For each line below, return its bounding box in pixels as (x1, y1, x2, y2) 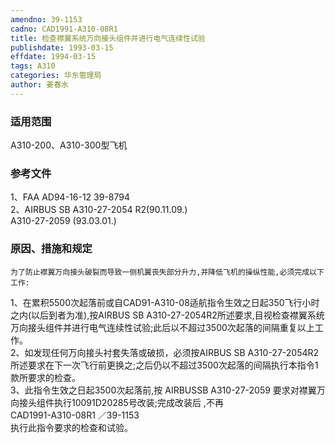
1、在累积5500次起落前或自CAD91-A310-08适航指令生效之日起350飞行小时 (10, 296, 320, 308)
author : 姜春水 (10, 80, 69, 90)
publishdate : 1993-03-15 (10, 42, 114, 53)
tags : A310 (10, 61, 56, 71)
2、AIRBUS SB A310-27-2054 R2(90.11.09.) (10, 204, 188, 216)
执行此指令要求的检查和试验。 (10, 421, 133, 433)
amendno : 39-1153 (10, 14, 83, 25)
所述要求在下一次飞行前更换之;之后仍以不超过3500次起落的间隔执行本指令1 (10, 359, 319, 371)
